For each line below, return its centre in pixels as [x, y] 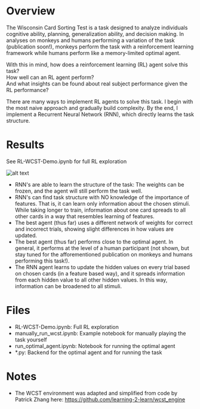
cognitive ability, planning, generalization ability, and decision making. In [95, 33]
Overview [31, 11]
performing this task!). [42, 261]
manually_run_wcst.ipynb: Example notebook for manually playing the [100, 333]
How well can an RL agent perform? [50, 77]
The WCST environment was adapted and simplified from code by [96, 393]
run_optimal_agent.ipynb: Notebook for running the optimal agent [95, 346]
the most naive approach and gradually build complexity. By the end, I [92, 108]
